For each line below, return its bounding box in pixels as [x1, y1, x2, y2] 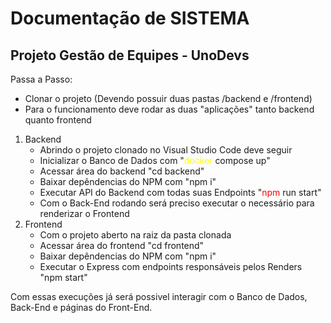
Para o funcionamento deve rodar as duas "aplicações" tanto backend [24, 103, 315, 115]
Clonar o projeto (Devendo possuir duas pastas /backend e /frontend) [24, 93, 313, 104]
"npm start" [39, 272, 88, 283]
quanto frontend [24, 114, 92, 126]
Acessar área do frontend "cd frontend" [39, 240, 205, 251]
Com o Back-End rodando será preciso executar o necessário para [39, 197, 315, 209]
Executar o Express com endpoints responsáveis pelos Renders [39, 261, 303, 272]
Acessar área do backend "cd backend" [39, 165, 205, 177]
